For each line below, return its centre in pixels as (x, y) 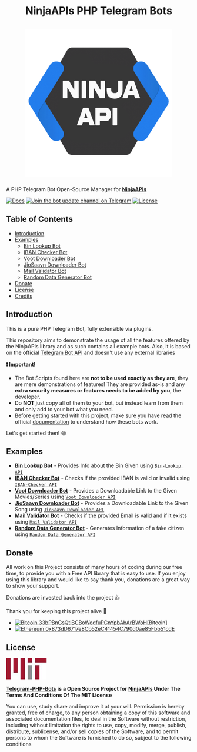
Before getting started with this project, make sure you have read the (98, 415)
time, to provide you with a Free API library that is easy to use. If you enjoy (96, 573)
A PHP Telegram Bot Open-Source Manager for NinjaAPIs (76, 189)
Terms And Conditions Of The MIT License (59, 695)
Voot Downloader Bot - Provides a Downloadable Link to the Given (96, 491)
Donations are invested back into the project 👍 (63, 598)
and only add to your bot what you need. (64, 409)
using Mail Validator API (46, 522)
